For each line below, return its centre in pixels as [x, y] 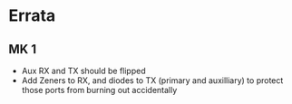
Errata [32, 16]
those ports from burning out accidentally [99, 90]
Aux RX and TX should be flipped [83, 71]
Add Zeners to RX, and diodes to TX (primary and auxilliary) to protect [152, 80]
